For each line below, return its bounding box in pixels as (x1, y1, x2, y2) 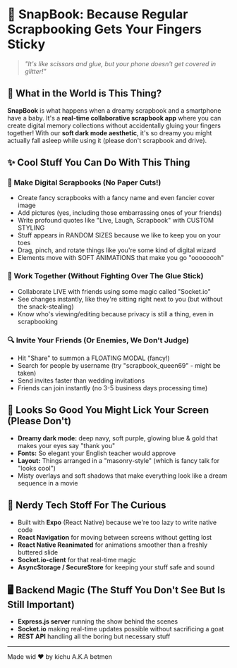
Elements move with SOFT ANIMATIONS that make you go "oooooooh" (17, 254, 224, 262)
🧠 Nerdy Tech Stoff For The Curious (7, 500, 166, 512)
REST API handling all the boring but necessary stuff (17, 632, 171, 641)
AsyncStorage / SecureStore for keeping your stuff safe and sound (17, 563, 215, 571)
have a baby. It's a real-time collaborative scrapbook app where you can (7, 113, 221, 122)
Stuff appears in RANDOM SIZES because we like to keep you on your (17, 231, 221, 240)
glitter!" (24, 67, 47, 75)
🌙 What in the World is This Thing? (7, 87, 162, 99)
